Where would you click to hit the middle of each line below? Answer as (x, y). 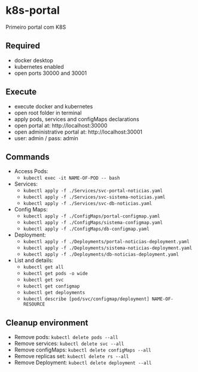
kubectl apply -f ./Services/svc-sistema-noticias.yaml (94, 197)
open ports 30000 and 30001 (51, 73)
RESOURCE (34, 304)
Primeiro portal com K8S (36, 27)
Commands (28, 157)
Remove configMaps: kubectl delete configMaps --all (83, 350)
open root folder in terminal (48, 113)
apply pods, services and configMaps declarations (77, 119)
